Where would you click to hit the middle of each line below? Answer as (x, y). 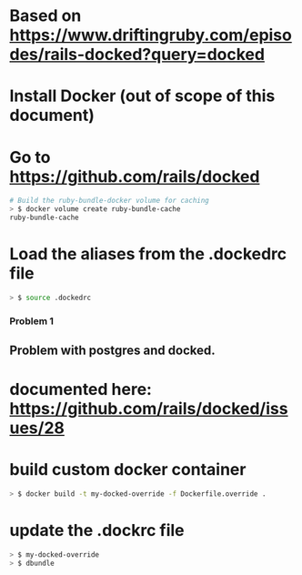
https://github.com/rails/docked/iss (149, 409)
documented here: (81, 390)
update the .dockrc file (97, 531)
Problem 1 (32, 321)
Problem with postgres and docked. (112, 351)
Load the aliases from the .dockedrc (148, 254)
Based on (45, 16)
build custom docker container (128, 470)
